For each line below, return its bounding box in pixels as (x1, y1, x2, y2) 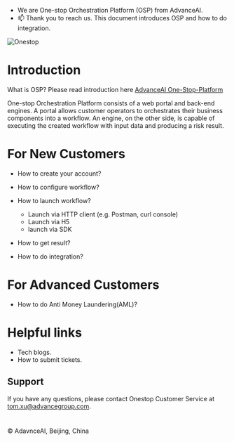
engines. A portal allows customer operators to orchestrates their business (7, 106, 223, 115)
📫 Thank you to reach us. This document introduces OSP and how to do (17, 14, 228, 22)
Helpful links (7, 325, 83, 340)
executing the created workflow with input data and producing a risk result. (7, 121, 224, 129)
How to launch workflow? (17, 196, 91, 204)
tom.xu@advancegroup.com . (7, 402, 91, 410)
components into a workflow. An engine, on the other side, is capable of (7, 114, 215, 122)
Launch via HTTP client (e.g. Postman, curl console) (27, 210, 179, 219)
